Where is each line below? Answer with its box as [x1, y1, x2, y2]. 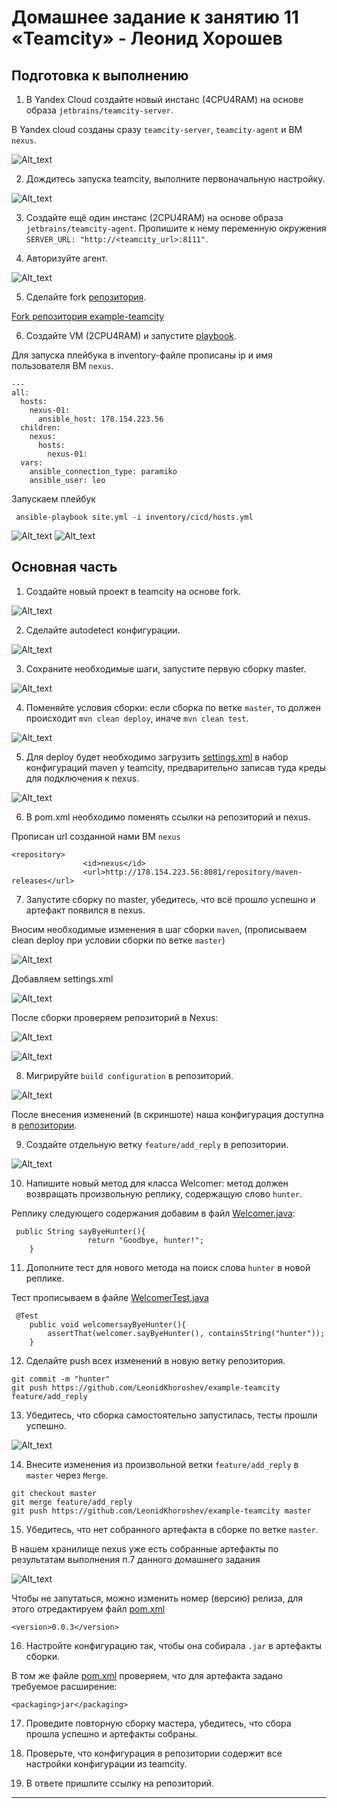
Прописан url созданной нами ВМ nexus [11, 830, 181, 842]
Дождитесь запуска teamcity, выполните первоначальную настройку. [25, 173, 326, 185]
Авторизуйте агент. [25, 252, 108, 264]
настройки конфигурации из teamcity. [25, 1757, 188, 1770]
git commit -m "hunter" [11, 1374, 111, 1384]
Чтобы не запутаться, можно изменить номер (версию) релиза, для [11, 1592, 304, 1604]
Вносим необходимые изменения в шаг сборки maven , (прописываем [11, 923, 308, 935]
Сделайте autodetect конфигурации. [25, 624, 181, 636]
